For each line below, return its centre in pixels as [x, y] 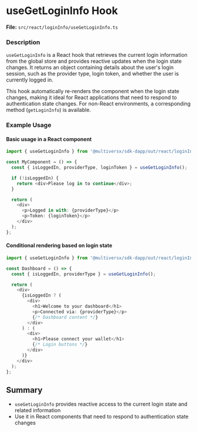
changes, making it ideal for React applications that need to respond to [91, 97]
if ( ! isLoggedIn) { [35, 178]
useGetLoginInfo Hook [62, 11]
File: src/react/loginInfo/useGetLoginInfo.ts [62, 27]
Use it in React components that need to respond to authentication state [101, 417]
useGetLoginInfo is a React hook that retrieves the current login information [97, 55]
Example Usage [29, 125]
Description [23, 42]
